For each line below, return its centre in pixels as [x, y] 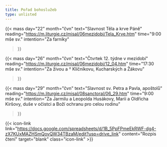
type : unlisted [21, 14]
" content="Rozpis [137, 134]
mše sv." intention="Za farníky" [37, 39]
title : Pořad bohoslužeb [31, 10]
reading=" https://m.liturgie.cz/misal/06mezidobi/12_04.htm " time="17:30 [80, 64]
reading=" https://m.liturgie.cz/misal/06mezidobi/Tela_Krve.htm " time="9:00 [83, 34]
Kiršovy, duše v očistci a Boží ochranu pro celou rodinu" [63, 104]
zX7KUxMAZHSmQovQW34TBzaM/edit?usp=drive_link [62, 134]
